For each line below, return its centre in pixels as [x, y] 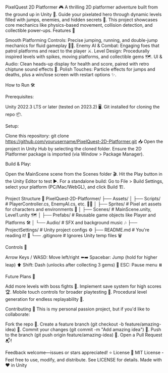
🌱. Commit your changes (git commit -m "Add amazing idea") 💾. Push [89, 329]
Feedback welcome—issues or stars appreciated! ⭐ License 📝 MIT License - [85, 353]
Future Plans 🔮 [20, 276]
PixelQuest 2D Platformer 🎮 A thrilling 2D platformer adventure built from [81, 7]
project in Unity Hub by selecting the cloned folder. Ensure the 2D [74, 149]
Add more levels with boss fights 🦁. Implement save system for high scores [83, 286]
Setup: [12, 126]
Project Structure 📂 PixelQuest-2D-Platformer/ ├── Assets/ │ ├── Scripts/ [83, 199]
